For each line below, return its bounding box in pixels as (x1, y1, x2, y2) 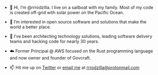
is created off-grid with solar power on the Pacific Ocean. (9, 10, 124, 15)
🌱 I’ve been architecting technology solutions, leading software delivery (9, 34, 153, 39)
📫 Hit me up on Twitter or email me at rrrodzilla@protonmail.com (9, 65, 140, 70)
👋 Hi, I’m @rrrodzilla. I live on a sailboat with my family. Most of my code (9, 5, 154, 10)
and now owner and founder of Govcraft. (9, 55, 91, 61)
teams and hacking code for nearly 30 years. (9, 38, 100, 44)
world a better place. (9, 24, 51, 30)
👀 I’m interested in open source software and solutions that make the (9, 19, 146, 25)
